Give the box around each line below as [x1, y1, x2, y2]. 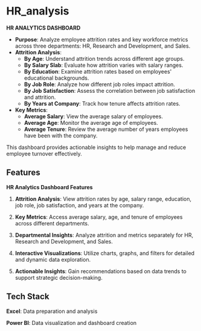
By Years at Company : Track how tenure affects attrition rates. [24, 99, 180, 107]
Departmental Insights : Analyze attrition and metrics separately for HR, [14, 231, 194, 239]
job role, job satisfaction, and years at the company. [14, 201, 144, 209]
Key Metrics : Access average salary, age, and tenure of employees [14, 213, 183, 221]
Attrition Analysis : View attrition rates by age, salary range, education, [14, 195, 192, 203]
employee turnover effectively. [6, 150, 83, 157]
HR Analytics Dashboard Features [6, 183, 93, 191]
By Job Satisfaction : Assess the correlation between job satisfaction [24, 87, 196, 94]
